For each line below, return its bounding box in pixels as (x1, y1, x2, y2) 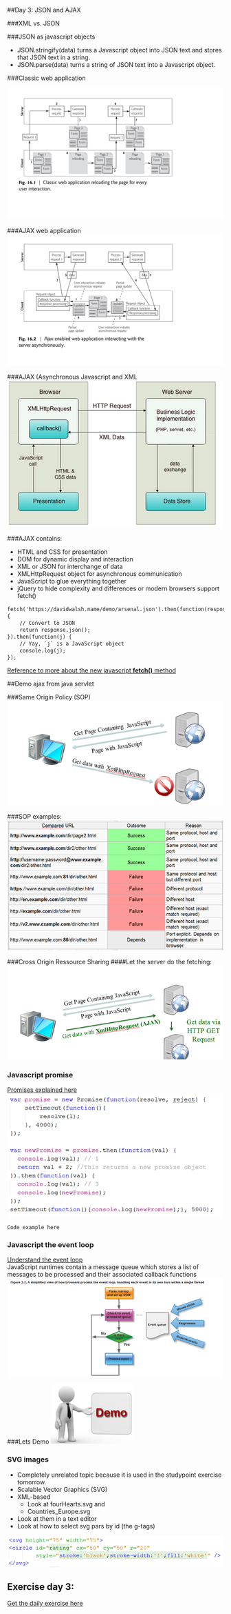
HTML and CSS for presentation (16, 548, 108, 556)
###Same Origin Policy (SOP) (7, 693, 91, 701)
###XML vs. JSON (7, 19, 60, 27)
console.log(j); (19, 647, 67, 654)
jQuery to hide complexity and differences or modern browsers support (16, 584, 220, 592)
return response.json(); (19, 626, 91, 633)
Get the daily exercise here (7, 1600, 84, 1608)
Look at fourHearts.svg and (27, 1500, 105, 1508)
